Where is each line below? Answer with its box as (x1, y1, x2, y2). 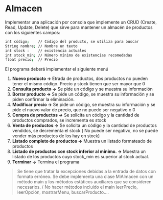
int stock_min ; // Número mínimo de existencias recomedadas (5, 52, 133, 58)
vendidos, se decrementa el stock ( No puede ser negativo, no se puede (12, 128, 158, 134)
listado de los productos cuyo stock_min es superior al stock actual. (12, 154, 149, 160)
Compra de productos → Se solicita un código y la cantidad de (12, 112, 140, 118)
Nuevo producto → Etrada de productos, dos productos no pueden (12, 75, 148, 81)
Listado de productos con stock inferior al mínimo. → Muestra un (12, 149, 146, 154)
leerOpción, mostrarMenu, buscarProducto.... (17, 189, 109, 195)
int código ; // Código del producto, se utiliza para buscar (5, 39, 139, 44)
